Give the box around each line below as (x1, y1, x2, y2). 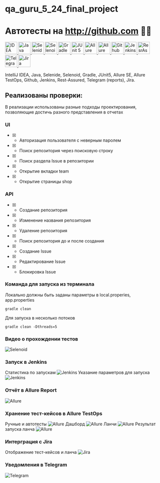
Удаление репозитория (19, 227, 68, 233)
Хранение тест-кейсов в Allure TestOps (5, 410, 102, 417)
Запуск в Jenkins (5, 359, 47, 366)
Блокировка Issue (19, 269, 57, 274)
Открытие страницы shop (19, 178, 73, 185)
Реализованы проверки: (5, 91, 83, 99)
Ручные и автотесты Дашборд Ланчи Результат (5, 421, 156, 427)
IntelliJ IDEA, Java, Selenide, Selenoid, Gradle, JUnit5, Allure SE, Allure (5, 72, 145, 78)
